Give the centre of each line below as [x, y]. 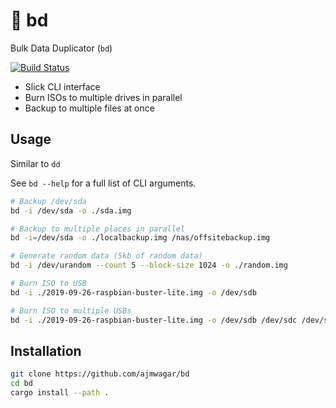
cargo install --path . [60, 393]
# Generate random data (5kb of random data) [106, 256]
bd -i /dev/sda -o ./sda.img [71, 210]
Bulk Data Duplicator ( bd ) [61, 48]
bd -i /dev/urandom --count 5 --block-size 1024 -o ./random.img [149, 265]
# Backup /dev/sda [48, 201]
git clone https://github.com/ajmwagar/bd [100, 374]
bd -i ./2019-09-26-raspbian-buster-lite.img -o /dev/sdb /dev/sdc [154, 320]
